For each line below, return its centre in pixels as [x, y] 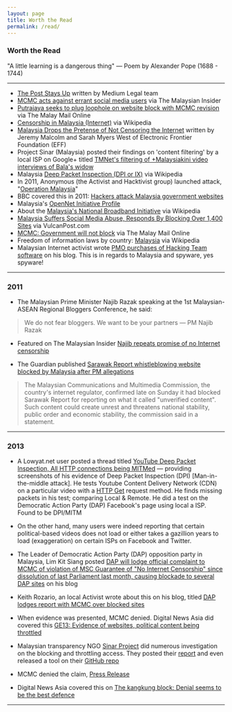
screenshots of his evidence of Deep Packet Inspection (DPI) [104, 476]
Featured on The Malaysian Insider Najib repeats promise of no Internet [119, 343]
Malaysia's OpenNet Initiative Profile [69, 203]
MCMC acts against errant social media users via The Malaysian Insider [119, 100]
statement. [39, 421]
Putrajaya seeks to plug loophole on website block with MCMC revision [118, 107]
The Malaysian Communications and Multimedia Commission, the [117, 384]
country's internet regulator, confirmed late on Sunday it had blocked [122, 392]
